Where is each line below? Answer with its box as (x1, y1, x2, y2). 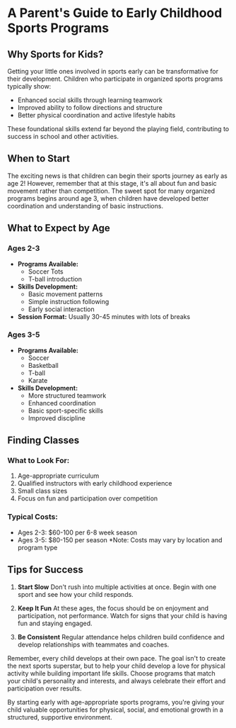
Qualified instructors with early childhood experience (17, 479, 172, 488)
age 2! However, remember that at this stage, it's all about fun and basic (7, 179, 217, 187)
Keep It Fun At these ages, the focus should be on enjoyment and (17, 604, 209, 612)
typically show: (7, 82, 52, 90)
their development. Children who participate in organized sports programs (7, 74, 223, 83)
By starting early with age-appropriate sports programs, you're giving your (7, 698, 225, 706)
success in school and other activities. (7, 133, 119, 140)
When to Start (7, 152, 71, 164)
